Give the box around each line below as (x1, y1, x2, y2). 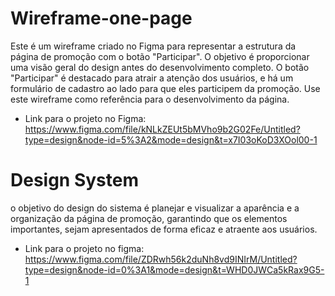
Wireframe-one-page (10, 7, 193, 30)
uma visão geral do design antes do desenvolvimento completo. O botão (10, 61, 310, 73)
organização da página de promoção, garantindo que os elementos (10, 212, 288, 224)
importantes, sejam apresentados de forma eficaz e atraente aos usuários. (10, 223, 318, 235)
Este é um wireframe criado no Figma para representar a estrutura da (10, 40, 297, 52)
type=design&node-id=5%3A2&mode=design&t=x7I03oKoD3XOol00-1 (24, 133, 318, 146)
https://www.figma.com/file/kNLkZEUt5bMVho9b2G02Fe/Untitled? (24, 123, 301, 135)
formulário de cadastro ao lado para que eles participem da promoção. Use (10, 82, 321, 94)
